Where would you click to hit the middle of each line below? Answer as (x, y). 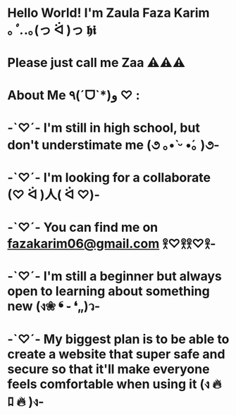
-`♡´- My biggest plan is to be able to (118, 339)
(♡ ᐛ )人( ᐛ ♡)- (54, 194)
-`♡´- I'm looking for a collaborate (109, 177)
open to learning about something (108, 291)
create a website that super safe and (116, 354)
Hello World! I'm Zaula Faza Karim (108, 13)
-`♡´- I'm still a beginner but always (114, 277)
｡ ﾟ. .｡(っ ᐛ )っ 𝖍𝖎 (52, 30)
